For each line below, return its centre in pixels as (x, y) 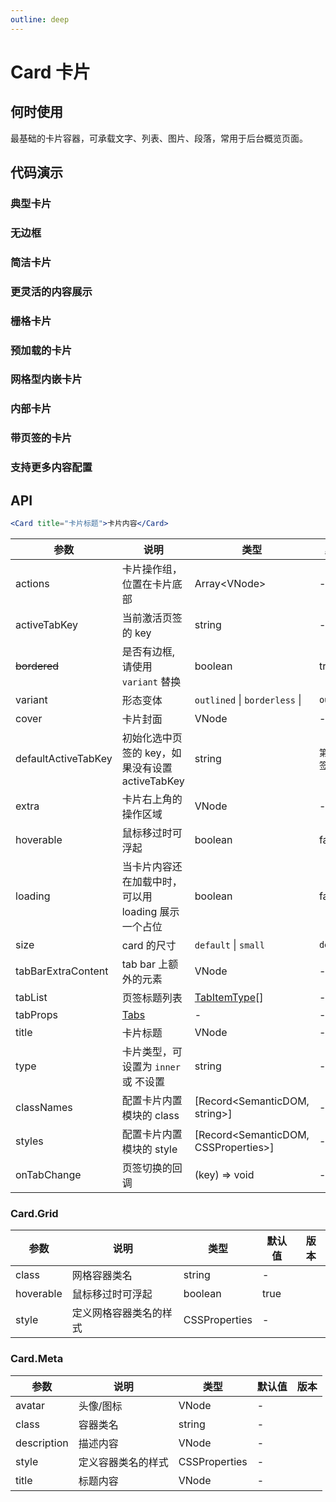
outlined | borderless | (248, 699)
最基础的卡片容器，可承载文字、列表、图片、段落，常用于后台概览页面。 (159, 138)
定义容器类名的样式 (123, 1462)
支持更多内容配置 (51, 468)
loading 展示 (150, 911)
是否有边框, (148, 651)
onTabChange (48, 1174)
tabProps (36, 1014)
